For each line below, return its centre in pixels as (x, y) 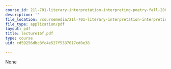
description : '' (22, 15)
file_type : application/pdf (35, 24)
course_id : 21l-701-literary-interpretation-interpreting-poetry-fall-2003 (87, 10)
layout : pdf (18, 29)
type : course (19, 39)
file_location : (21, 19)
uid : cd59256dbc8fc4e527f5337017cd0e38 (48, 43)
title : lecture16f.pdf (29, 33)
